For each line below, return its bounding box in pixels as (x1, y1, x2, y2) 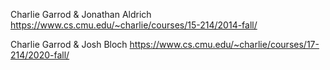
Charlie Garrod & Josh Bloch (10, 39, 128, 50)
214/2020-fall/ (10, 49, 70, 61)
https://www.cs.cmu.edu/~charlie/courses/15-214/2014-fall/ (10, 19, 258, 31)
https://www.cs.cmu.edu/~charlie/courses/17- (129, 39, 320, 50)
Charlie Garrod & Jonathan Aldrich (10, 9, 152, 20)
